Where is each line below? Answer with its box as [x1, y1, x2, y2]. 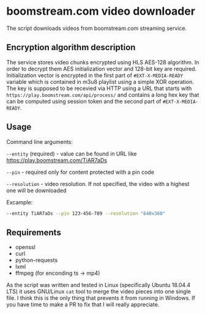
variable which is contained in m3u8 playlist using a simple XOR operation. [6, 78, 194, 85]
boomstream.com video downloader [6, 4, 196, 18]
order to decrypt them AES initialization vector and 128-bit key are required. [6, 65, 197, 72]
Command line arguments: [6, 138, 73, 145]
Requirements [6, 227, 61, 237]
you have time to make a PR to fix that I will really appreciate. [6, 301, 160, 308]
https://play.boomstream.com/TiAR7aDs [6, 156, 107, 163]
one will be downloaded [6, 187, 67, 194]
